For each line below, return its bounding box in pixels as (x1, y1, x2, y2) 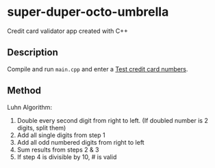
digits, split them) (16, 123, 66, 132)
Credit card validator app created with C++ (7, 27, 129, 35)
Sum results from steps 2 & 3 (16, 145, 99, 154)
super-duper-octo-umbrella (7, 4, 169, 20)
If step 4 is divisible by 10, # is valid (16, 152, 117, 161)
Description (7, 47, 58, 58)
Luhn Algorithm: (7, 103, 53, 111)
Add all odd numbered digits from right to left (16, 138, 145, 146)
